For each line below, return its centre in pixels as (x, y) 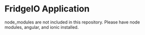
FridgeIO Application (47, 9)
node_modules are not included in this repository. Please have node (72, 22)
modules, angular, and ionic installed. (42, 27)
